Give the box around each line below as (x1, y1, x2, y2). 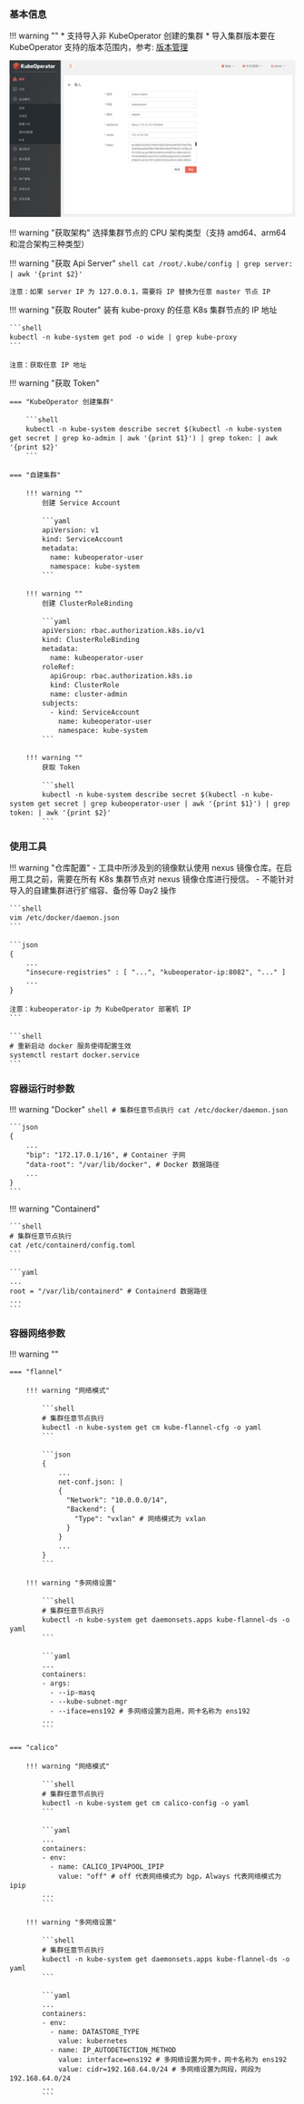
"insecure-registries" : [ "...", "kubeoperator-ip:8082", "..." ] (25, 968, 286, 977)
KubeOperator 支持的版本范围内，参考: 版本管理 (9, 42, 189, 53)
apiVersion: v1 (42, 525, 100, 535)
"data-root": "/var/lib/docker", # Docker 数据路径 (25, 1160, 220, 1169)
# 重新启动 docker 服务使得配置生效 (9, 1042, 132, 1051)
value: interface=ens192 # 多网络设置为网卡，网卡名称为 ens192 (57, 2055, 288, 2064)
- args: (42, 1678, 71, 1688)
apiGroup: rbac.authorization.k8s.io (49, 671, 193, 680)
